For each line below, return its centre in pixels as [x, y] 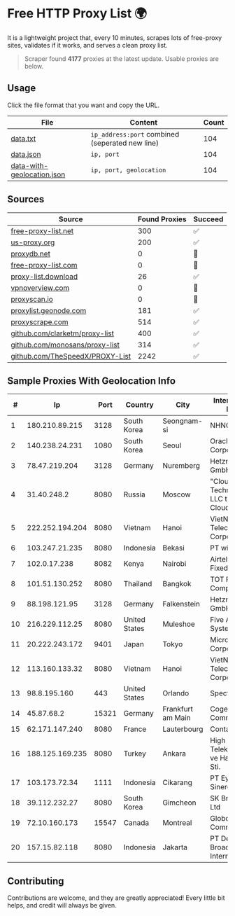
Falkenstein [181, 604]
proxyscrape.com [40, 321]
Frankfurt [178, 709]
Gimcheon [180, 803]
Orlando [176, 693]
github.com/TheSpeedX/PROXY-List [71, 356]
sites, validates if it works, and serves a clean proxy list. [87, 45]
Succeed [208, 219]
